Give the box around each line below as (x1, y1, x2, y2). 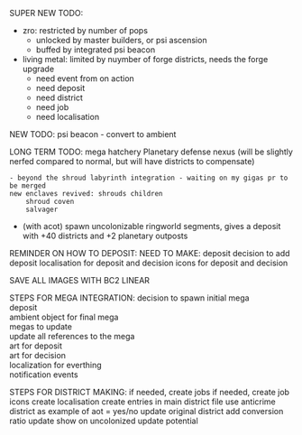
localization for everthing (9, 360, 102, 370)
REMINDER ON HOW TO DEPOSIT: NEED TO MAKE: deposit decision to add (9, 248, 290, 258)
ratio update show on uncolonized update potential (9, 415, 198, 426)
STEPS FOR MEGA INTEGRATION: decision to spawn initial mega (9, 292, 250, 303)
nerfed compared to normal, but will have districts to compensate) (9, 156, 255, 166)
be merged (9, 181, 47, 190)
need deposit (35, 83, 86, 93)
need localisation (35, 112, 100, 122)
